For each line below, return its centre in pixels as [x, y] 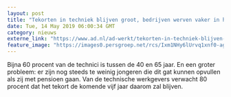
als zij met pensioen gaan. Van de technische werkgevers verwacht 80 [107, 79]
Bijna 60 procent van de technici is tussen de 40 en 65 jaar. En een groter [111, 65]
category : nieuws [32, 32]
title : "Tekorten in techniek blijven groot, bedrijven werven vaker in [113, 20]
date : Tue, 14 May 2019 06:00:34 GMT [61, 26]
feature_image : [29, 45]
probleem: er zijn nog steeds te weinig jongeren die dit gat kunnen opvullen [114, 72]
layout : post [26, 13]
